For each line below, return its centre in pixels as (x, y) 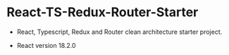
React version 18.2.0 (46, 45)
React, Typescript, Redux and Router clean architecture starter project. (119, 32)
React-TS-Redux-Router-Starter (103, 12)
